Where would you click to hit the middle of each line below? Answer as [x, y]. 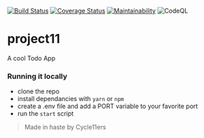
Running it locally [37, 76]
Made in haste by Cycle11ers [65, 127]
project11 [34, 39]
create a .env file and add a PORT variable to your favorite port [108, 106]
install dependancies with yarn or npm [71, 99]
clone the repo [38, 91]
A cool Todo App [31, 58]
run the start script [45, 114]
